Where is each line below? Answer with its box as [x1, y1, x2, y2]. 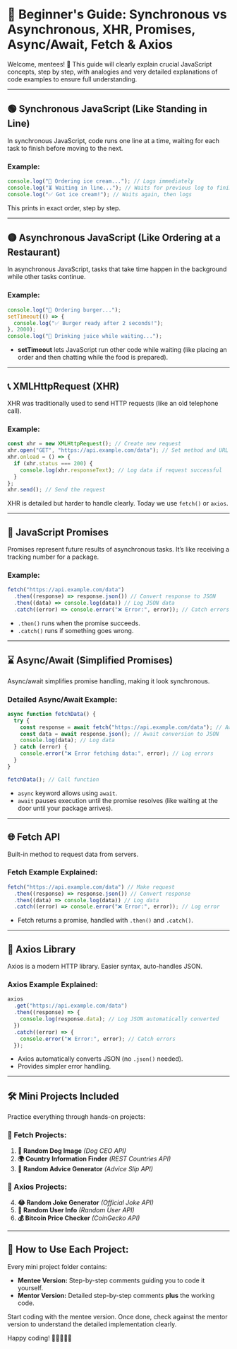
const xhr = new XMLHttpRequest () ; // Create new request [7, 440, 181, 448]
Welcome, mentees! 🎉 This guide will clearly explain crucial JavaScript [7, 59, 212, 68]
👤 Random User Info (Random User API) [17, 1205, 135, 1214]
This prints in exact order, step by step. [7, 203, 121, 212]
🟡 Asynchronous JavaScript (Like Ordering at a [7, 232, 221, 244]
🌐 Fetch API [7, 831, 61, 843]
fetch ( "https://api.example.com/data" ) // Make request [7, 883, 175, 891]
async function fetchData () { [7, 710, 97, 717]
